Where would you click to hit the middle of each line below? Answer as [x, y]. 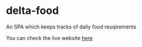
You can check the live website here [49, 38]
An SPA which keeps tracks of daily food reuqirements [71, 27]
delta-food [33, 11]
